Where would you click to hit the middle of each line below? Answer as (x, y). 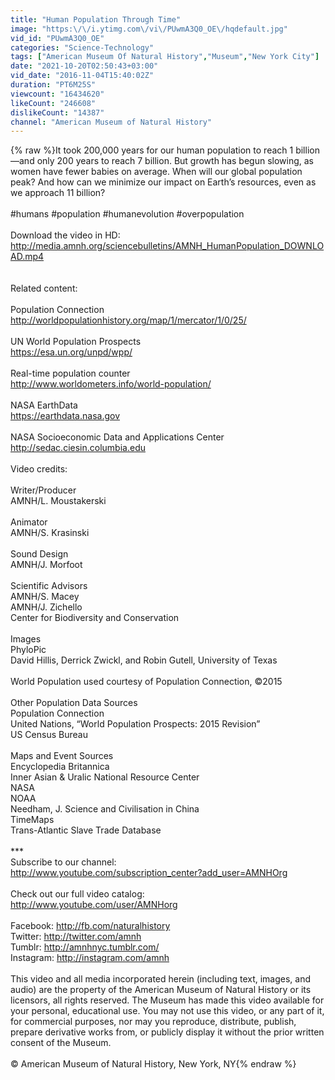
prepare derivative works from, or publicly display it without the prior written (167, 1032)
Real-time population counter (70, 373)
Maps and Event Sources (62, 756)
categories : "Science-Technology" (82, 47)
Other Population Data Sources (74, 703)
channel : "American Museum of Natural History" (111, 122)
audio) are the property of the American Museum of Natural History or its (161, 990)
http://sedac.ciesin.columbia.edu (78, 448)
